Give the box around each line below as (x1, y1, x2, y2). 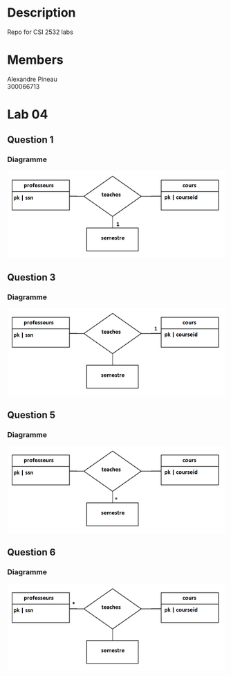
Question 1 (7, 134, 54, 146)
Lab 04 (7, 107, 48, 123)
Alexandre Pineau (7, 75, 57, 83)
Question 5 (7, 409, 56, 420)
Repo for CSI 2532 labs (7, 28, 74, 36)
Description (7, 5, 76, 21)
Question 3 (7, 272, 56, 283)
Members (7, 52, 64, 68)
